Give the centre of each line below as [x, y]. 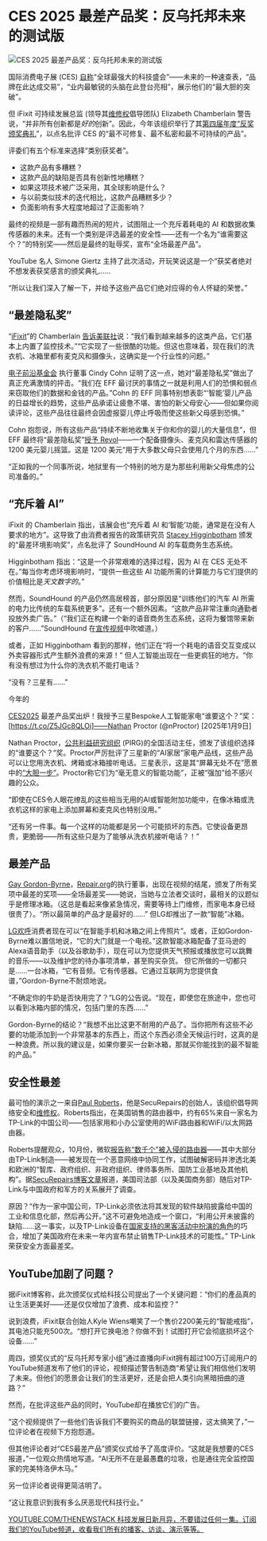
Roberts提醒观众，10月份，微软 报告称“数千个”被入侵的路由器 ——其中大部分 [132, 1150]
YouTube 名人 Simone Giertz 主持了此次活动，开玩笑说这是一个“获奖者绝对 [130, 260]
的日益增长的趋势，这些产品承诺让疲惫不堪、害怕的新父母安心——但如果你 [130, 402]
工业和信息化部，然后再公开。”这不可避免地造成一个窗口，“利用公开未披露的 [132, 1216]
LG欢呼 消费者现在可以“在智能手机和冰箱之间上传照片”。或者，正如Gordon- [130, 931]
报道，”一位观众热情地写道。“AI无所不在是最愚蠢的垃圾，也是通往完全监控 [128, 1459]
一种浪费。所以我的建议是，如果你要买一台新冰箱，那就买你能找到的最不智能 [133, 1045]
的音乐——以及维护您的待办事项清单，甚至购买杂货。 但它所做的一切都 [124, 961]
